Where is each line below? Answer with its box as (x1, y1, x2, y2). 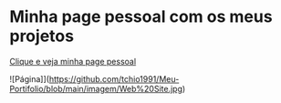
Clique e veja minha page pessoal (9, 56, 137, 67)
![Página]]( (9, 73, 50, 84)
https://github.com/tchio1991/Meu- (48, 73, 180, 84)
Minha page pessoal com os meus (9, 6, 273, 27)
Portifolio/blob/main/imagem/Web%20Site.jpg (9, 83, 182, 94)
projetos (9, 26, 75, 46)
